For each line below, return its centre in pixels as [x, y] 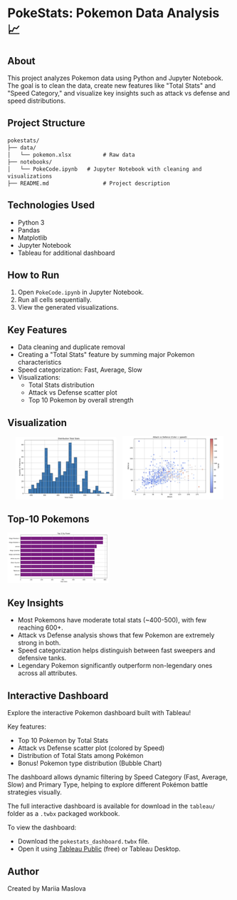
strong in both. [39, 643]
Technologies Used [51, 205]
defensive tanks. [42, 658]
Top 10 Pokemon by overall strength [81, 400]
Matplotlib [32, 238]
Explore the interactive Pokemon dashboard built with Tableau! [99, 713]
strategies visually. [35, 792]
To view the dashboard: [42, 828]
